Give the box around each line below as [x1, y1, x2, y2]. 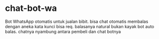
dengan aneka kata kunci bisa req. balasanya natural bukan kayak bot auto [5, 23, 154, 29]
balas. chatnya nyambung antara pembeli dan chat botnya [5, 29, 121, 34]
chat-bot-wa [5, 3, 57, 14]
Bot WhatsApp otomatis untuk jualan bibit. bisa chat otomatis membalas [5, 19, 149, 24]
